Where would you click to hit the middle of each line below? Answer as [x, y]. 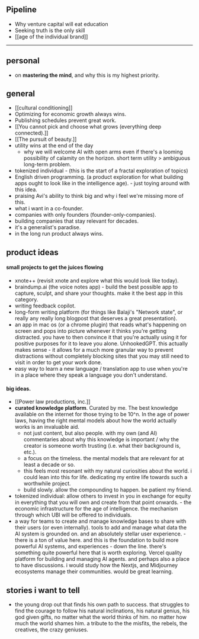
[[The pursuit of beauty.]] [46, 139]
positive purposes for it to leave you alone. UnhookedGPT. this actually [101, 343]
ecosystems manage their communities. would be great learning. [94, 571]
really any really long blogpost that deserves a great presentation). [96, 319]
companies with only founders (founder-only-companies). [85, 215]
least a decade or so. [49, 465]
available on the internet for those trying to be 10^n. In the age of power [102, 415]
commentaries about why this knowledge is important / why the [101, 439]
